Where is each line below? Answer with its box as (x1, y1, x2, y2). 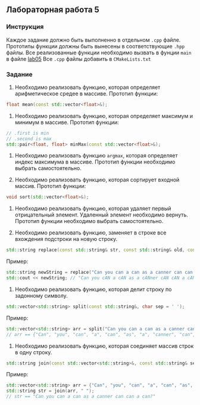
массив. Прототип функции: (14, 183, 86, 190)
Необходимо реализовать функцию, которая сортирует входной (14, 176, 180, 184)
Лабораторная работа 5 (6, 5, 99, 15)
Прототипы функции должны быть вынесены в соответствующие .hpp (6, 42, 185, 50)
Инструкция (6, 23, 44, 31)
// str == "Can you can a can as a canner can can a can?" (6, 394, 156, 400)
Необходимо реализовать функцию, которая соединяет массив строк (14, 342, 194, 350)
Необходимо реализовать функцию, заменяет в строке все (14, 229, 167, 236)
